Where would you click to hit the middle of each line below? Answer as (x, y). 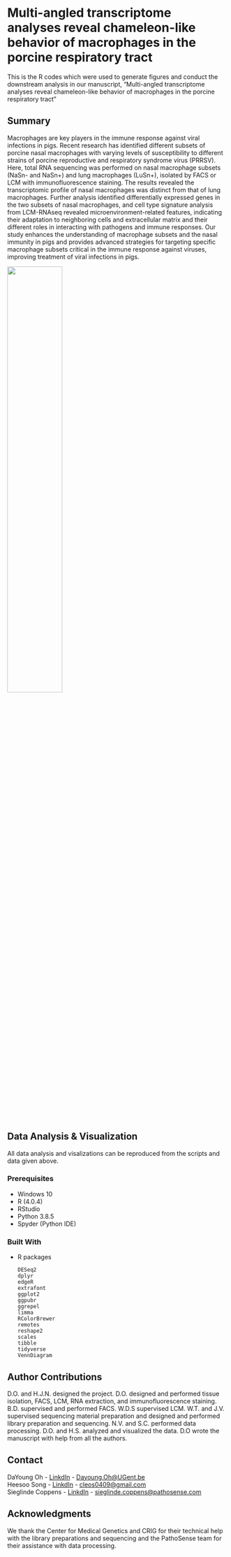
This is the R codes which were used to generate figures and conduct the (113, 77)
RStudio (29, 1209)
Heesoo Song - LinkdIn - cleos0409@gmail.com (77, 1484)
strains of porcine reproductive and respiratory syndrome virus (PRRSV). (112, 160)
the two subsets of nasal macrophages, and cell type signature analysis (110, 205)
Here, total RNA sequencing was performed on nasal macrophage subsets (114, 167)
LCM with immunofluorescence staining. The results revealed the (101, 182)
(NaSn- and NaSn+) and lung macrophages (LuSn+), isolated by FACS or (112, 175)
